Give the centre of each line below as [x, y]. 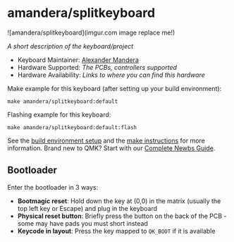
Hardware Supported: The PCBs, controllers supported [97, 67]
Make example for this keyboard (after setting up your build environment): [115, 88]
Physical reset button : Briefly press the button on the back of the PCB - [122, 216]
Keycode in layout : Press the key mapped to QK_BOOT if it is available [116, 231]
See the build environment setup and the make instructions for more [106, 140]
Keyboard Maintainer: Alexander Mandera [78, 60]
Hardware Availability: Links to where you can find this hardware [111, 75]
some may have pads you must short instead [82, 223]
